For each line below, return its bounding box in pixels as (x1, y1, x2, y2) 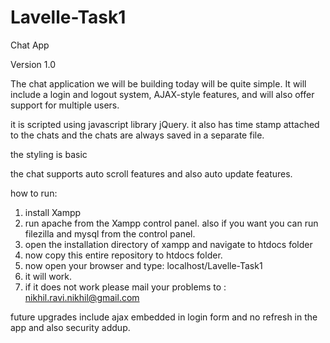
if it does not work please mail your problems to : (24, 281, 227, 293)
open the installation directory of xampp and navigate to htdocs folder (24, 238, 313, 250)
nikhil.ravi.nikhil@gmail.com (24, 291, 140, 303)
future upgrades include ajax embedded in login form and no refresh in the (10, 311, 318, 323)
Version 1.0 (10, 58, 56, 70)
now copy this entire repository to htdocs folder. (24, 249, 223, 261)
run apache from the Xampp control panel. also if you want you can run (24, 217, 319, 229)
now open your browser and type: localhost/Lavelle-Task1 (24, 259, 263, 271)
